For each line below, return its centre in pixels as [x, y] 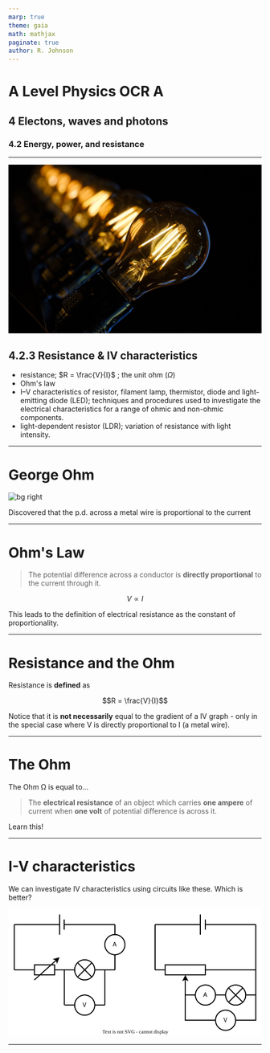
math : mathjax [32, 34]
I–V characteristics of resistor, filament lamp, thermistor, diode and [130, 392]
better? [20, 898]
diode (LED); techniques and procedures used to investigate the [155, 401]
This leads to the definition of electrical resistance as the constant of [122, 614]
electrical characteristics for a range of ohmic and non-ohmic [121, 409]
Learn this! [26, 826]
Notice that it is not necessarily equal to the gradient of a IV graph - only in [133, 716]
